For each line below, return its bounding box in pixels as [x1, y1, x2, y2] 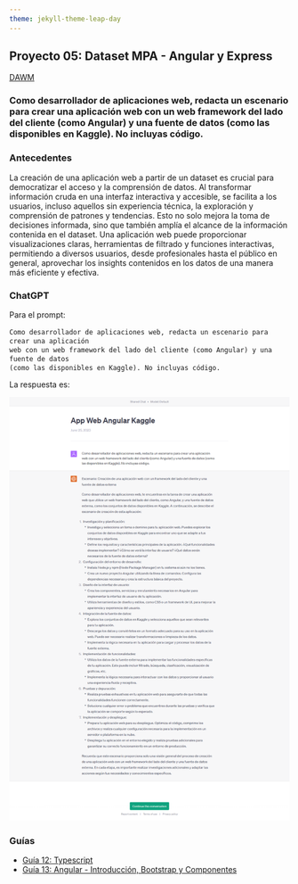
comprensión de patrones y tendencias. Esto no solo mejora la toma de [9, 210, 270, 220]
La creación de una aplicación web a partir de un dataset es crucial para [9, 172, 274, 183]
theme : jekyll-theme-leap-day [9, 14, 122, 23]
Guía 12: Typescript [21, 855, 93, 865]
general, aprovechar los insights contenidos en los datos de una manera [9, 257, 274, 268]
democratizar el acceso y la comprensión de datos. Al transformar [9, 181, 252, 192]
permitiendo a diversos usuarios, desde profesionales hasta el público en [9, 248, 278, 259]
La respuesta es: [9, 379, 70, 390]
